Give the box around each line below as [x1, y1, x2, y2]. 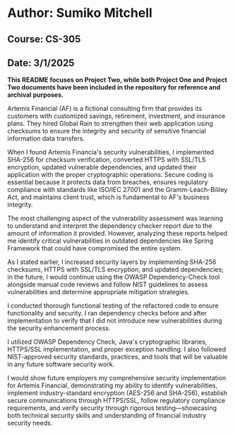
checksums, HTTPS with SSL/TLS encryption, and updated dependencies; [7, 265, 224, 274]
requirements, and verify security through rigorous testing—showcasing [7, 404, 217, 412]
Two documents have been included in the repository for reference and [7, 83, 221, 92]
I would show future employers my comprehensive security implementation [7, 374, 227, 382]
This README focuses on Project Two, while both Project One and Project [7, 76, 228, 84]
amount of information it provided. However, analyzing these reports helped [7, 229, 228, 238]
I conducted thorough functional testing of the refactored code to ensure [7, 301, 219, 310]
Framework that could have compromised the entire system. [7, 244, 182, 253]
